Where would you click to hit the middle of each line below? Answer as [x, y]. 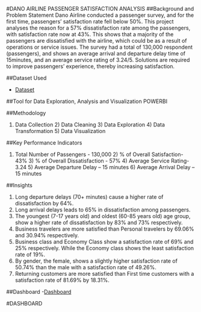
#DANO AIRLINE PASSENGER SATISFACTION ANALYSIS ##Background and [100, 9]
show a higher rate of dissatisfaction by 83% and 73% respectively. [99, 223]
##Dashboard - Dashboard [39, 292]
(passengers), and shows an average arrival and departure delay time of [96, 53]
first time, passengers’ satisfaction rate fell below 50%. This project [90, 21]
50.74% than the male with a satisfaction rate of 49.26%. [85, 267]
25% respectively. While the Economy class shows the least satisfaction [104, 248]
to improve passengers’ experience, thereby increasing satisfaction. [91, 66]
